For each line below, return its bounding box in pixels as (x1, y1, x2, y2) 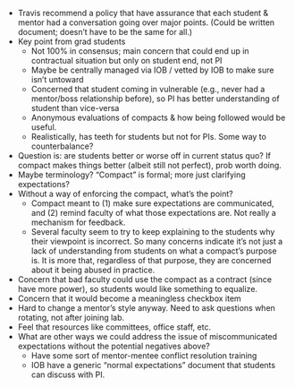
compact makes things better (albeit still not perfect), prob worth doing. (17, 160, 282, 170)
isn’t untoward (30, 74, 84, 84)
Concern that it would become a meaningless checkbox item (17, 293, 241, 304)
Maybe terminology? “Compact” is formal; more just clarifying (17, 169, 246, 180)
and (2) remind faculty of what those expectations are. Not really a (30, 208, 277, 218)
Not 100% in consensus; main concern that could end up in (30, 46, 249, 56)
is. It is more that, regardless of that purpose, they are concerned (30, 255, 272, 265)
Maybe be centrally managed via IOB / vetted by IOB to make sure (30, 64, 274, 75)
